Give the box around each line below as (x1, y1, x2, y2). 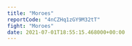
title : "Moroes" (7, 9, 54, 17)
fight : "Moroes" (7, 22, 54, 29)
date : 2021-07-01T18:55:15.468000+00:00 (7, 28, 126, 36)
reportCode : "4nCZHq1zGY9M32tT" (7, 16, 100, 23)
